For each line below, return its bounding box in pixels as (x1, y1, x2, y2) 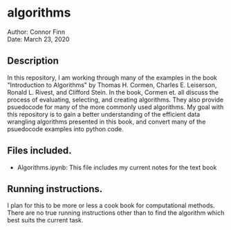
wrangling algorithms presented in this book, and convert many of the (7, 117, 206, 126)
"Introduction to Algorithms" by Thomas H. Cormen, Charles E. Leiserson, (7, 81, 217, 89)
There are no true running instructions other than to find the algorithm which (7, 209, 225, 217)
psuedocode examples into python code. (7, 124, 124, 133)
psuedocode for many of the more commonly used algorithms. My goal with (7, 102, 224, 111)
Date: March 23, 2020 (7, 35, 70, 43)
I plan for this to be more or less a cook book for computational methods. (7, 202, 215, 210)
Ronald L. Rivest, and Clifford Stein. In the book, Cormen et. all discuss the (7, 88, 219, 96)
